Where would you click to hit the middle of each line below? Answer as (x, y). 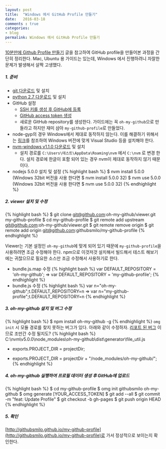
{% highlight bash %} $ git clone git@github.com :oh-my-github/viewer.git (81, 214)
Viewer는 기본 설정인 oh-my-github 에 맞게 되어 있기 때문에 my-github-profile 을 (83, 246)
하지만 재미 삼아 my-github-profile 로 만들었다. (79, 128)
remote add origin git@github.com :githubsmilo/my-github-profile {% (75, 230)
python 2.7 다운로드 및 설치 (39, 97)
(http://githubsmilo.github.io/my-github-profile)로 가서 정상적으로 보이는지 (79, 435)
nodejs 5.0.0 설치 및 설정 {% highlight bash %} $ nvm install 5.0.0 (78, 171)
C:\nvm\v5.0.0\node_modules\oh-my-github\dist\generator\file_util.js (75, 339)
